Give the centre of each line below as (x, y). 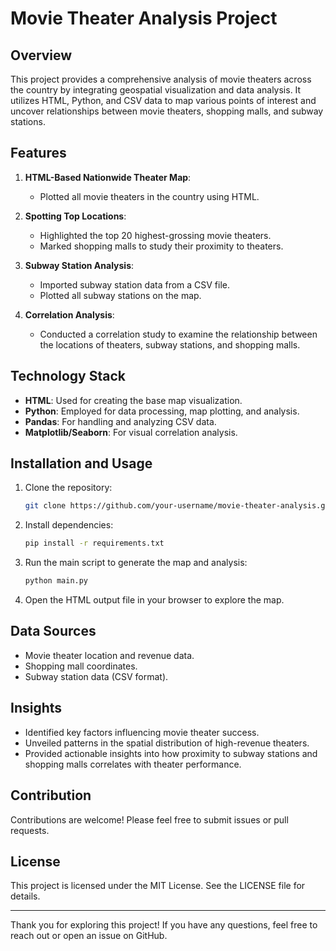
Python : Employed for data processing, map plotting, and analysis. (162, 411)
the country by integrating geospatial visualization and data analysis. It (156, 90)
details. (25, 896)
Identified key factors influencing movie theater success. (142, 732)
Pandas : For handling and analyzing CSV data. (120, 421)
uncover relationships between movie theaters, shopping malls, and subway (167, 111)
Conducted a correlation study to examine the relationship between (178, 334)
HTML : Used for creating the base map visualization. (133, 400)
